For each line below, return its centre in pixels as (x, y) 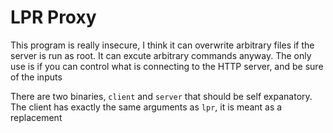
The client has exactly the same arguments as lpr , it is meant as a (146, 107)
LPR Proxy (53, 17)
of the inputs (36, 77)
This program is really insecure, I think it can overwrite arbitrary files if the (162, 45)
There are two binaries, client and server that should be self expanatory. (161, 96)
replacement (36, 117)
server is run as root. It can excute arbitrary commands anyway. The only (161, 55)
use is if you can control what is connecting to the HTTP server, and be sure (167, 66)
